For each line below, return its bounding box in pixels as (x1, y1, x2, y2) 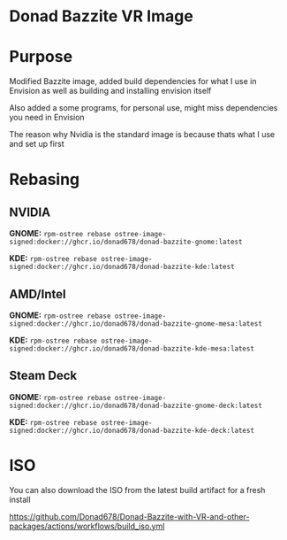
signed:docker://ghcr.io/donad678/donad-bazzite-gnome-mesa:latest (9, 319, 263, 328)
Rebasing (9, 170, 80, 189)
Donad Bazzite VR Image (9, 6, 194, 27)
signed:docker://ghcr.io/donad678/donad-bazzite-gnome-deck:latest (9, 401, 263, 410)
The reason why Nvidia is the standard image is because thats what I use (9, 129, 276, 140)
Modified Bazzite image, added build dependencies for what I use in (9, 76, 257, 87)
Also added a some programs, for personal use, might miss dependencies (9, 103, 278, 113)
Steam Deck (9, 368, 78, 383)
